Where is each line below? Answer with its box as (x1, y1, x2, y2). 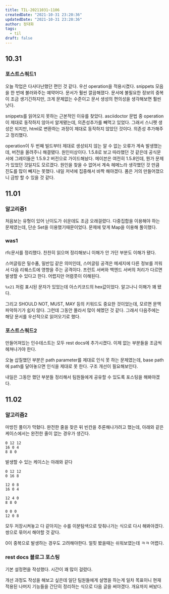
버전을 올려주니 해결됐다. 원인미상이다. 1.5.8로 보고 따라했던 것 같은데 (12, 149, 148, 155)
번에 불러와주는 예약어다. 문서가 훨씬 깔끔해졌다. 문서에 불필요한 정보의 (16, 89, 155, 95)
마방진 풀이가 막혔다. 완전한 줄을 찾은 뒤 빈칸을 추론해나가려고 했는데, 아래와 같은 (5, 424, 164, 430)
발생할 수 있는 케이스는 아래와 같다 (5, 459, 73, 465)
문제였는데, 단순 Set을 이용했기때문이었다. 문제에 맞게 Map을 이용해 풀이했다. (5, 224, 157, 231)
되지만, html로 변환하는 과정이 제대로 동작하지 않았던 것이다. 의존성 (14, 125, 146, 132)
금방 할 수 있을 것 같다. (10, 174, 55, 180)
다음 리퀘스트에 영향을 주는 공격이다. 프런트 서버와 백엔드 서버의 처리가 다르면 (10, 267, 163, 273)
